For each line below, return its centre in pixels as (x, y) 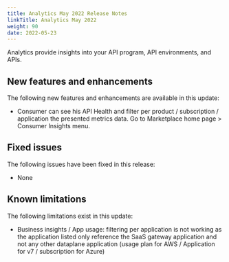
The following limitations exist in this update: (70, 216)
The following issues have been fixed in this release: (81, 164)
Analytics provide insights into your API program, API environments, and (109, 52)
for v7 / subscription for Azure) (61, 251)
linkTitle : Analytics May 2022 (52, 20)
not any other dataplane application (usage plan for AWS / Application (116, 244)
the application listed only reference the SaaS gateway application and (117, 236)
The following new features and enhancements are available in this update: (113, 98)
